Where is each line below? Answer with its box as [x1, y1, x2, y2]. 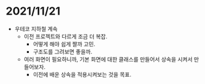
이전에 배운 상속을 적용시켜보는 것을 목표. [33, 71, 131, 78]
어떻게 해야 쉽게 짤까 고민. [33, 40, 96, 47]
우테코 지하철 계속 [14, 25, 58, 32]
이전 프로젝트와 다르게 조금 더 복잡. [23, 32, 108, 40]
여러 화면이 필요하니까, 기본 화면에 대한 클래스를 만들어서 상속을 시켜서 [23, 55, 193, 63]
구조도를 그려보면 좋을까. [33, 47, 93, 55]
